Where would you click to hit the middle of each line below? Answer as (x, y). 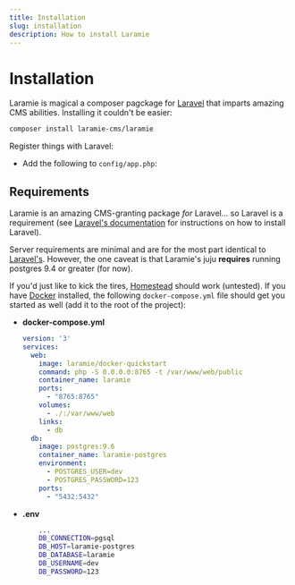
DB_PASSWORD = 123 (69, 572)
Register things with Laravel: (62, 146)
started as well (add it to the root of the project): (97, 305)
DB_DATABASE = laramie (77, 555)
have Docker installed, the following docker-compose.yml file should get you (147, 295)
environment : (63, 463)
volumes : (55, 405)
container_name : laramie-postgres (103, 455)
